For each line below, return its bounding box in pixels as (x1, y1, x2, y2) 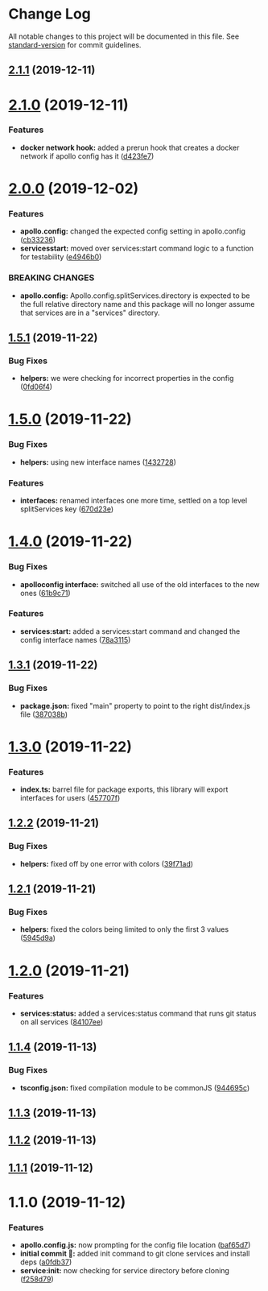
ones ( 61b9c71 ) (19, 588, 71, 598)
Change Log (8, 5, 91, 23)
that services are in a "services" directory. (19, 308, 160, 317)
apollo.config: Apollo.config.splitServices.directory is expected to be (19, 291, 251, 300)
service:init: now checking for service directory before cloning (19, 1266, 229, 1276)
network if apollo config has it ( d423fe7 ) (19, 151, 155, 161)
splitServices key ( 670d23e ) (19, 504, 114, 514)
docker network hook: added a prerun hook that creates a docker (19, 143, 240, 152)
